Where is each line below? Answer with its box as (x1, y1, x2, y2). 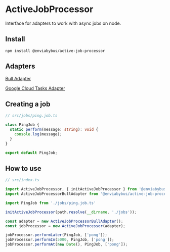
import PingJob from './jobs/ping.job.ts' (5, 200, 96, 206)
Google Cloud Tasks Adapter (5, 85, 65, 91)
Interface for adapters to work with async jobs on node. (5, 20, 121, 26)
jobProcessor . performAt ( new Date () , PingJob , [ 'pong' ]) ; (5, 242, 128, 247)
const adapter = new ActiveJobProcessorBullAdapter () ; (5, 219, 123, 224)
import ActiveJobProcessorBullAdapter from (5, 191, 99, 196)
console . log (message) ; (14, 132, 62, 137)
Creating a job (5, 99, 51, 108)
